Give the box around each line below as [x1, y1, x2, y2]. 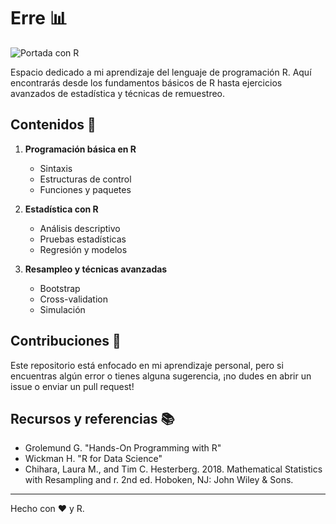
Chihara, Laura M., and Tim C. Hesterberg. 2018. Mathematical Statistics [24, 463, 323, 475]
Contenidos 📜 [10, 116, 97, 134]
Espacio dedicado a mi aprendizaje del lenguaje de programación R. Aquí [10, 66, 312, 78]
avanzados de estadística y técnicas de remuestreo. [10, 87, 226, 99]
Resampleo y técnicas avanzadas [24, 263, 168, 275]
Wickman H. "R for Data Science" [24, 453, 163, 465]
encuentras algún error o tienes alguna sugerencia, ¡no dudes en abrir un [10, 370, 312, 382]
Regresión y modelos [39, 243, 128, 255]
